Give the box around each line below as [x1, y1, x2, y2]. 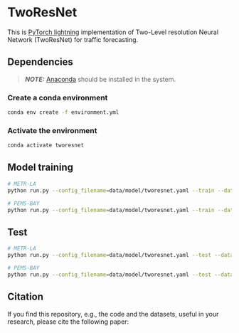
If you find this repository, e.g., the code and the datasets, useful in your [7, 310, 219, 318]
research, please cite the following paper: [7, 317, 129, 326]
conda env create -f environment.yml [7, 109, 119, 116]
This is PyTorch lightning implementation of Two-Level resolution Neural [7, 28, 219, 36]
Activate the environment [7, 125, 97, 135]
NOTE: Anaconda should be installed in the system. [24, 75, 176, 83]
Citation [7, 291, 44, 303]
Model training [7, 162, 73, 174]
